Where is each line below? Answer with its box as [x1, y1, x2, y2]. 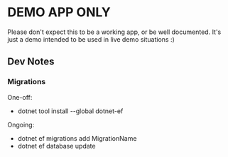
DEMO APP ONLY [7, 4, 112, 21]
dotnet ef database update [17, 141, 96, 150]
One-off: [7, 93, 33, 101]
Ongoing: [7, 120, 35, 129]
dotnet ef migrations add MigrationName [17, 134, 137, 142]
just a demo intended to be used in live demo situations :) [7, 35, 175, 43]
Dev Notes [7, 56, 55, 68]
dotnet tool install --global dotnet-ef [17, 107, 124, 115]
